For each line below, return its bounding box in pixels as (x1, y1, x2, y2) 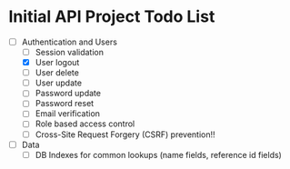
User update (35, 77, 83, 88)
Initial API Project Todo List (8, 6, 215, 27)
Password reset (35, 98, 95, 109)
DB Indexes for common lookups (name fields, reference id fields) (35, 149, 283, 160)
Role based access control (35, 118, 135, 129)
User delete (35, 67, 79, 78)
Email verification (35, 108, 101, 119)
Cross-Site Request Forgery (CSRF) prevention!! (35, 129, 215, 140)
